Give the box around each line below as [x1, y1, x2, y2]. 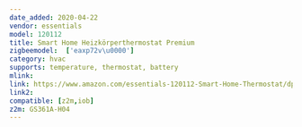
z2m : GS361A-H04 [9, 105, 70, 114]
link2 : [9, 88, 34, 97]
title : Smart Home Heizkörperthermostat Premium [9, 38, 195, 47]
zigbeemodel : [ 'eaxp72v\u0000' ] [9, 47, 135, 55]
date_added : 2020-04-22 [9, 13, 99, 22]
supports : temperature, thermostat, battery [9, 63, 179, 72]
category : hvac [9, 55, 67, 63]
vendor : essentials [9, 21, 83, 30]
